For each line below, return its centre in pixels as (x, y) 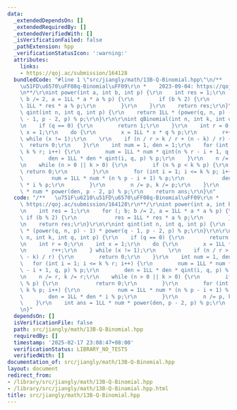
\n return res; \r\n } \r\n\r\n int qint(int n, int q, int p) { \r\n (123, 224)
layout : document (33, 369)
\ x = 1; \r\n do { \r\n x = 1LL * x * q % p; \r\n (109, 132)
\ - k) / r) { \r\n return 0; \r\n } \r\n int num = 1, (120, 257)
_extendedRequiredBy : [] (50, 27)
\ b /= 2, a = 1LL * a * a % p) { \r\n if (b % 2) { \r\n (115, 100)
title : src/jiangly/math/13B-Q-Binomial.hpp (74, 395)
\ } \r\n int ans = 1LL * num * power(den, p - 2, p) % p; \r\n (123, 303)
